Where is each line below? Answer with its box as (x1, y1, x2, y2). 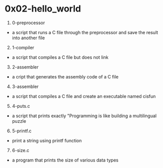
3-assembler (12, 83, 39, 90)
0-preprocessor (12, 20, 45, 26)
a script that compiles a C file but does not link (12, 54, 109, 60)
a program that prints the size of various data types (12, 157, 119, 163)
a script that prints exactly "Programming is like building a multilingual (12, 113, 157, 119)
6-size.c (12, 147, 30, 153)
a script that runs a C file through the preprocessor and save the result (12, 29, 158, 35)
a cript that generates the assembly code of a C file (12, 73, 119, 79)
